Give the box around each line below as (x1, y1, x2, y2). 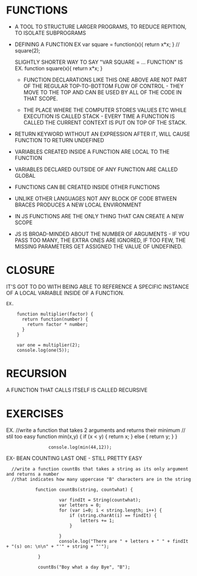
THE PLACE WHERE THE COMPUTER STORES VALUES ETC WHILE (23, 106, 187, 113)
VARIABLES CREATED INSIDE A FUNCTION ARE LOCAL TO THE (14, 148, 170, 155)
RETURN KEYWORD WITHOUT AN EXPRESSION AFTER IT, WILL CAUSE (14, 130, 191, 138)
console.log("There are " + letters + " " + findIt (58, 538, 189, 544)
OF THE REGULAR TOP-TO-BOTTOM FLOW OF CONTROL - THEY (23, 82, 184, 89)
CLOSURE (6, 264, 55, 277)
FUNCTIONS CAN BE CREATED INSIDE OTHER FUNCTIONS (14, 184, 160, 191)
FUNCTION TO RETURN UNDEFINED (14, 136, 104, 143)
